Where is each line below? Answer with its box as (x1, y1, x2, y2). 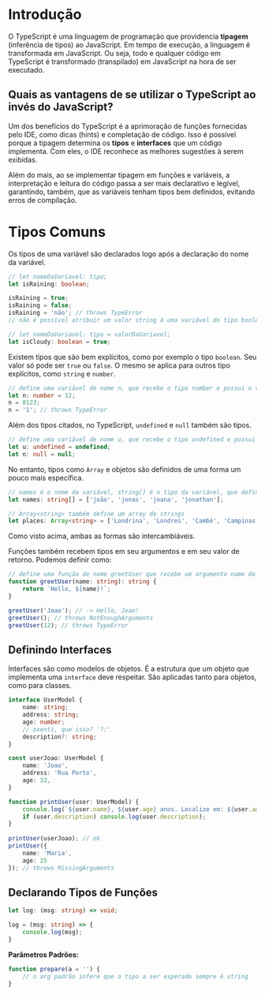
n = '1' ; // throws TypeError (8, 406, 108, 414)
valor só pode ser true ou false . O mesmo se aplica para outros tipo (8, 361, 231, 370)
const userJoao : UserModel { (8, 754, 104, 762)
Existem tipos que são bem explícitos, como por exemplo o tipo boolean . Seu (8, 352, 257, 361)
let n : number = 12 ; (8, 391, 77, 399)
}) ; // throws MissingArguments (8, 864, 114, 872)
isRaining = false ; (8, 301, 73, 309)
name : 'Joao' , (22, 761, 69, 770)
